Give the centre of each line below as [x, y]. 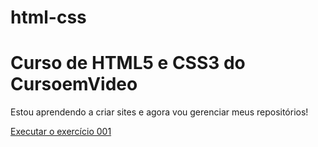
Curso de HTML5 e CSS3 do [128, 63]
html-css [48, 17]
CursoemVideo [74, 84]
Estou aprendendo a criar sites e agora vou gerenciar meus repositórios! [159, 112]
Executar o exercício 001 [61, 132]
